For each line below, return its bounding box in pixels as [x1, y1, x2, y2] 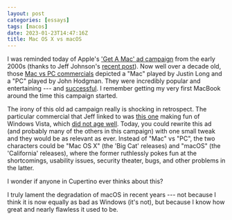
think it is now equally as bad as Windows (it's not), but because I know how [7, 198, 225, 206]
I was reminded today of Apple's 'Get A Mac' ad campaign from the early [7, 55, 216, 63]
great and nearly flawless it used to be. [7, 205, 119, 214]
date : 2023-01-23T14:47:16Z [7, 29, 89, 37]
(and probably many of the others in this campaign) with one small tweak [7, 127, 216, 136]
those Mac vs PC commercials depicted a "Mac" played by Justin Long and [7, 70, 223, 78]
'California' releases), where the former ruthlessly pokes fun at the [7, 149, 197, 158]
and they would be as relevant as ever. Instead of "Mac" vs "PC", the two [7, 134, 215, 143]
